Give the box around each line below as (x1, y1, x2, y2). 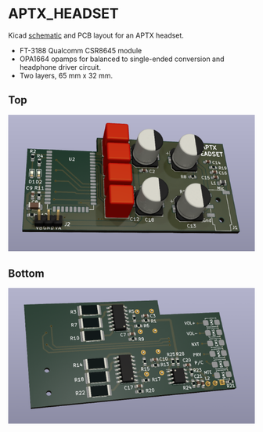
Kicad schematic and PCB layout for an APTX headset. (8, 31, 184, 40)
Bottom (8, 267, 45, 280)
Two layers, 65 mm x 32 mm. (19, 71, 113, 80)
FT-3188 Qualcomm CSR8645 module (19, 45, 142, 55)
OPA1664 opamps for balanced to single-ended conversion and (19, 54, 225, 64)
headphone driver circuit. (19, 62, 102, 71)
